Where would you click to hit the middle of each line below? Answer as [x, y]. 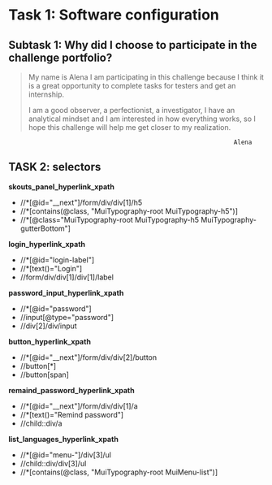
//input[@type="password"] [67, 317]
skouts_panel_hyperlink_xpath [62, 186]
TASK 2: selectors [55, 167]
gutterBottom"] [45, 228]
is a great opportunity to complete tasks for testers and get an [132, 86]
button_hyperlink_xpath [50, 341]
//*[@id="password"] [56, 308]
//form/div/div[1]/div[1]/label [67, 277]
